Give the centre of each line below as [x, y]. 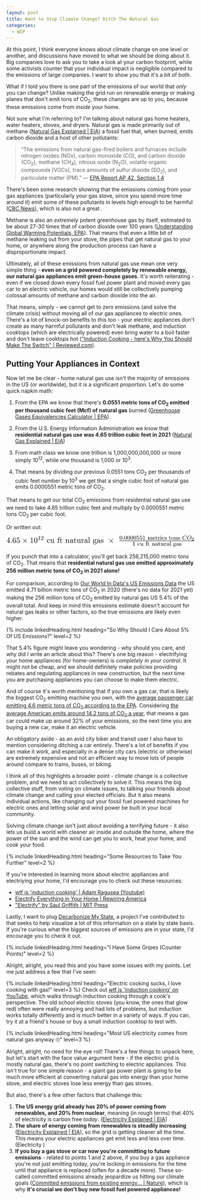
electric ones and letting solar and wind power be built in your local [89, 808]
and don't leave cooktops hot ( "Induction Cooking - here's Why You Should [99, 339]
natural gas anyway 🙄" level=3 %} [48, 1040]
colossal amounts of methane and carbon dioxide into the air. [82, 295]
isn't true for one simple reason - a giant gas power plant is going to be [94, 1071]
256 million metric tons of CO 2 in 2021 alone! [63, 571]
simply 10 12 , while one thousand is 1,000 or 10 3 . [73, 460]
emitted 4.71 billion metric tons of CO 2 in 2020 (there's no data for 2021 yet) [100, 591]
